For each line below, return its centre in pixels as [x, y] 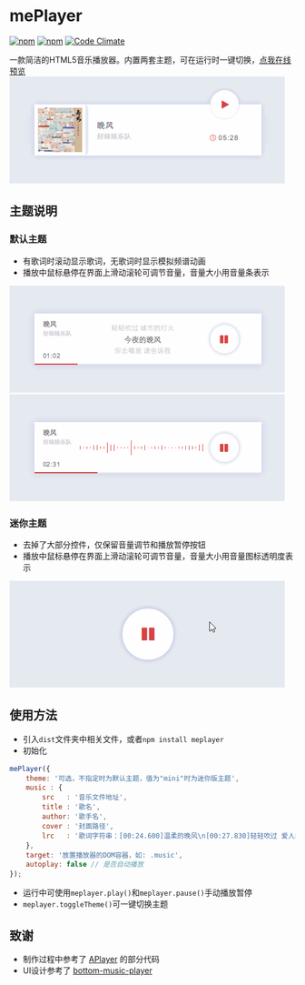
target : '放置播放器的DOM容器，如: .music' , [104, 855]
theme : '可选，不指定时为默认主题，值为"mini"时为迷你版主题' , [133, 779]
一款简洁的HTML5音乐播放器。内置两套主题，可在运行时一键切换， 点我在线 [151, 59]
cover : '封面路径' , [78, 826]
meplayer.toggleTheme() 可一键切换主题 [95, 904]
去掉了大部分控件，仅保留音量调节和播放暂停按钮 [114, 544]
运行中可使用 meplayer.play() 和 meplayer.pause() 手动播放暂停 [137, 893]
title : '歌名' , [71, 807]
